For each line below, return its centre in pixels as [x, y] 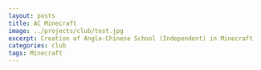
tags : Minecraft [35, 53]
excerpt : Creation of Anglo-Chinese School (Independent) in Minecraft [130, 38]
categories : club [37, 46]
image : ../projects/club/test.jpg [66, 31]
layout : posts [32, 16]
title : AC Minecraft [43, 23]
